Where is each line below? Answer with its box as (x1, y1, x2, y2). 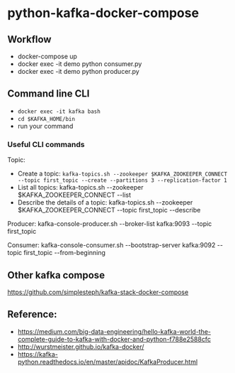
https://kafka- (17, 350, 59, 358)
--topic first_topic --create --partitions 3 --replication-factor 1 (17, 177, 228, 184)
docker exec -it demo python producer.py (17, 67, 139, 75)
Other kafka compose (7, 269, 105, 281)
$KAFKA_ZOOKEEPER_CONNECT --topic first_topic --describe (17, 206, 201, 215)
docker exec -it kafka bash (17, 108, 101, 115)
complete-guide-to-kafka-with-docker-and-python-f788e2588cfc (17, 335, 211, 343)
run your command (17, 121, 74, 130)
